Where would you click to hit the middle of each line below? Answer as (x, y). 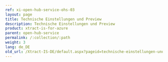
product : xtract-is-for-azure (37, 28)
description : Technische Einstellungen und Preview (60, 24)
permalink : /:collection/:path (38, 38)
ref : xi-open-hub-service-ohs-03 (40, 10)
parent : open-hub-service (32, 33)
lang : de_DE (17, 47)
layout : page (19, 14)
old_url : (14, 51)
